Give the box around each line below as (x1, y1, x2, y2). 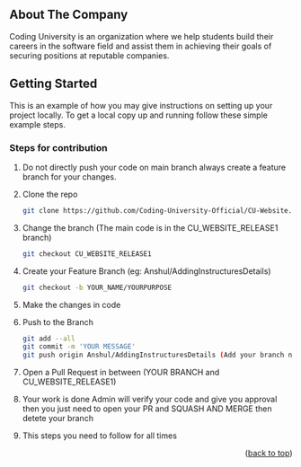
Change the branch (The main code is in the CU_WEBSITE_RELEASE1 (22, 222, 279, 233)
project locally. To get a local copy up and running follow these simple (9, 110, 268, 120)
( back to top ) (244, 448, 293, 459)
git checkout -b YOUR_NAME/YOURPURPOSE (22, 283, 173, 292)
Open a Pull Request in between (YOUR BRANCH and (22, 367, 220, 378)
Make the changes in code (22, 299, 121, 310)
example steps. (9, 119, 66, 129)
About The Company (9, 7, 128, 22)
